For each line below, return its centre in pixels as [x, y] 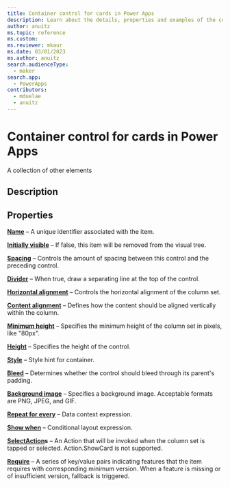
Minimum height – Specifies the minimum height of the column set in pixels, [115, 326]
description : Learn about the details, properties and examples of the [111, 20]
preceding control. [33, 265]
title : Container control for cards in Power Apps [81, 13]
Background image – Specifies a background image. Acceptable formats [110, 394]
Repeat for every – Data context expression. [69, 414]
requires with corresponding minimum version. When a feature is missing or [114, 469]
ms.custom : [23, 39]
